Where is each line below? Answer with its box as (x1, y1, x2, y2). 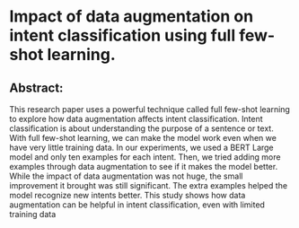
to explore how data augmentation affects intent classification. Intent (9, 114, 263, 124)
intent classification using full (9, 25, 236, 46)
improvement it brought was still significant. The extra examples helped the (9, 180, 288, 190)
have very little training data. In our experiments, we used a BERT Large (9, 142, 274, 153)
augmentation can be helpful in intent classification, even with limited (9, 199, 265, 210)
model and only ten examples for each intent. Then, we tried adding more (9, 152, 281, 162)
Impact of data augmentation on (9, 6, 254, 27)
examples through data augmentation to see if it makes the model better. (9, 162, 278, 171)
